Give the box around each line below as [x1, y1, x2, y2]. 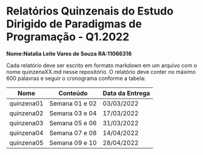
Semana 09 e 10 [49, 138, 97, 147]
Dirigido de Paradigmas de [6, 17, 142, 31]
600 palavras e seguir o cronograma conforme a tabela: [6, 74, 146, 82]
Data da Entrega [102, 89, 150, 97]
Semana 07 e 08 [49, 128, 97, 137]
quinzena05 [9, 138, 44, 147]
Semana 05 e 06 [49, 119, 97, 127]
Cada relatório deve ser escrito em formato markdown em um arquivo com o [6, 62, 198, 69]
